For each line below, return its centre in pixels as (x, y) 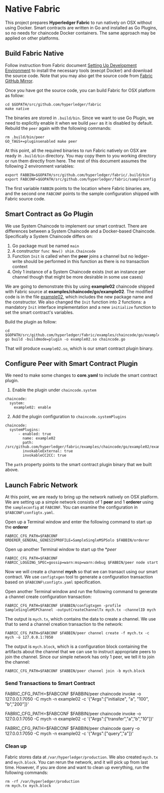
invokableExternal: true (48, 451)
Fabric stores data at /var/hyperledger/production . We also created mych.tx (82, 757)
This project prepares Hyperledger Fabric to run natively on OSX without (79, 22)
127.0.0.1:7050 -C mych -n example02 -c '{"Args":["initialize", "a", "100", (77, 699)
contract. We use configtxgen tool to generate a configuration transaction (79, 577)
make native (17, 108)
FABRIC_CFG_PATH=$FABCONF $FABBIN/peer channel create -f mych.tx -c (77, 633)
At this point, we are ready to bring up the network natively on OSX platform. (82, 497)
